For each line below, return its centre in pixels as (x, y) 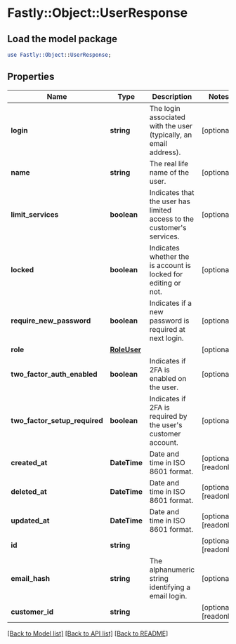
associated (168, 117)
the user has (170, 201)
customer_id (32, 612)
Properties (31, 77)
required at (168, 329)
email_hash (31, 578)
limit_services (35, 214)
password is (169, 321)
